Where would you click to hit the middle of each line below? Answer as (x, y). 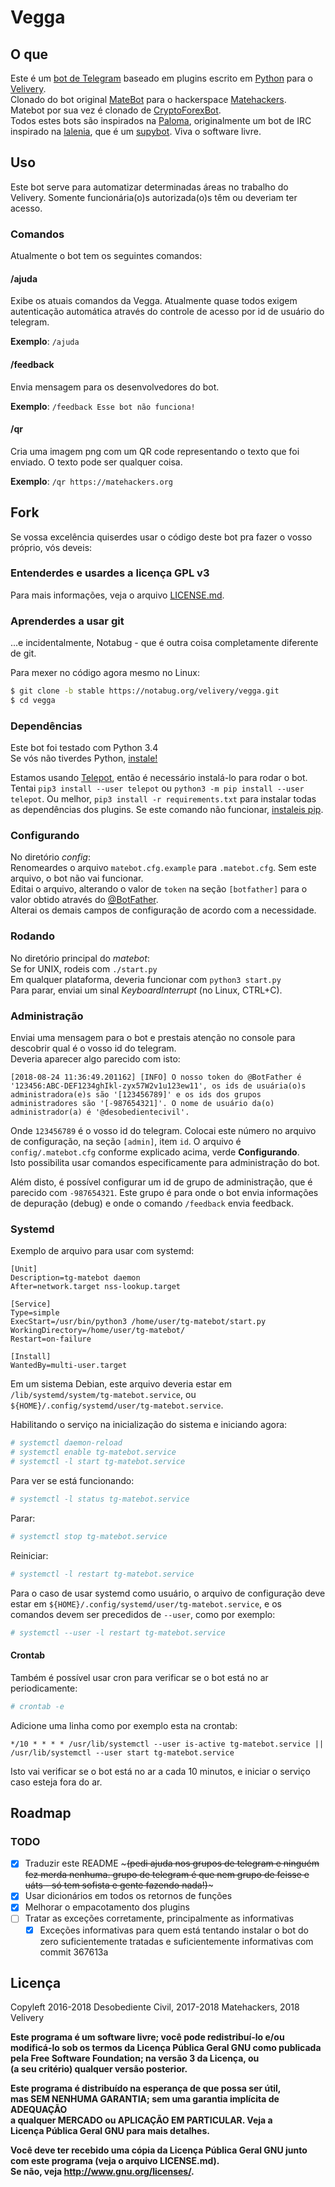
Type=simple (35, 1313)
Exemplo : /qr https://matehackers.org (91, 481)
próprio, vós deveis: (51, 547)
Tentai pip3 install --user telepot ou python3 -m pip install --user (157, 788)
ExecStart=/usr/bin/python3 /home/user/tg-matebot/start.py (138, 1322)
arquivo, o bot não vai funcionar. (77, 878)
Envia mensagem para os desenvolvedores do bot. (115, 387)
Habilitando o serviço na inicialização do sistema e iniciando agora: (149, 1425)
